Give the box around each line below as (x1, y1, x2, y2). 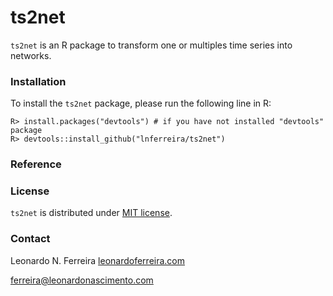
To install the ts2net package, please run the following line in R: (10, 97, 272, 110)
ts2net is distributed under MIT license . (10, 207, 173, 219)
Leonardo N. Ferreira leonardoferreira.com (10, 254, 186, 266)
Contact (10, 232, 51, 246)
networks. (10, 49, 52, 61)
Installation (10, 74, 67, 88)
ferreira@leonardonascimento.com (10, 274, 154, 286)
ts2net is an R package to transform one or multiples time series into (10, 39, 293, 51)
